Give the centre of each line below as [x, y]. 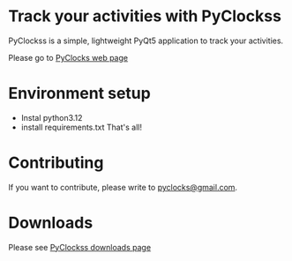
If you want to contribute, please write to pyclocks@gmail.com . [123, 187]
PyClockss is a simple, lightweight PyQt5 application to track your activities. [146, 41]
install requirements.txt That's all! [82, 127]
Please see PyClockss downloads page [80, 247]
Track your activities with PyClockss [145, 16]
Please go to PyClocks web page [68, 57]
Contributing [56, 163]
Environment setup [79, 93]
